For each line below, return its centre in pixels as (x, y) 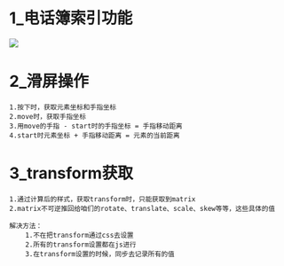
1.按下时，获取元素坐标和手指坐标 (63, 107)
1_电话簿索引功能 (71, 18)
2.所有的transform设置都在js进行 (81, 245)
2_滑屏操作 (49, 82)
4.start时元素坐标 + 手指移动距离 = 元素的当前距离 (95, 135)
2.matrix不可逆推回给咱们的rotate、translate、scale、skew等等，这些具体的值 (142, 208)
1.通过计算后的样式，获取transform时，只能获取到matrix (103, 199)
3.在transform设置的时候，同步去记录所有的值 (100, 254)
